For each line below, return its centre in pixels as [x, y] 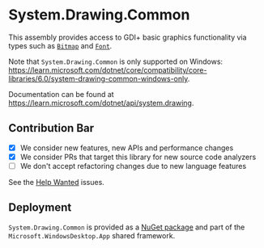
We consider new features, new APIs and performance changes [127, 148]
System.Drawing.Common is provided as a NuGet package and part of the [127, 227]
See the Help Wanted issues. [57, 182]
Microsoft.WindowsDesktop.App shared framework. [92, 235]
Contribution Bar [51, 128]
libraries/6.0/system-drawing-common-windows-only [98, 78]
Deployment [40, 208]
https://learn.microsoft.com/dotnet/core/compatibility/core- [108, 69]
